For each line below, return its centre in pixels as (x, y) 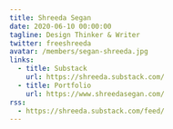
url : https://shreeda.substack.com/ (96, 77)
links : (22, 60)
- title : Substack (53, 69)
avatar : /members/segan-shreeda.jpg (79, 52)
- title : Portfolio (55, 85)
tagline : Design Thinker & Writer (75, 35)
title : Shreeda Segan (51, 18)
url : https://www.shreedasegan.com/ (96, 94)
